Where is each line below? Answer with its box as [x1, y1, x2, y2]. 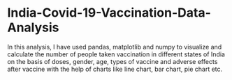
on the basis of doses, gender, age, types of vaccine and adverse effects [7, 57, 218, 65]
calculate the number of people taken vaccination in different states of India [7, 50, 226, 58]
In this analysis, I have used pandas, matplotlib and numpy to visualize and [7, 42, 222, 51]
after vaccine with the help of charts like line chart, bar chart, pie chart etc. [7, 65, 223, 73]
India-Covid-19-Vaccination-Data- [7, 5, 211, 21]
